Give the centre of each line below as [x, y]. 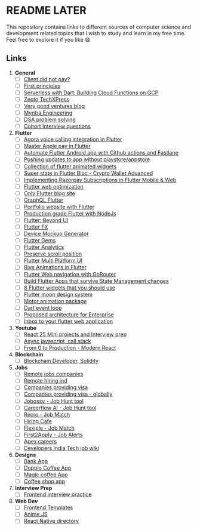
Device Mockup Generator [56, 234]
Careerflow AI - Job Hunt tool [60, 408]
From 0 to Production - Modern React [70, 348]
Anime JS [36, 514]
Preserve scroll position [53, 254]
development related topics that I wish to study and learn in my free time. [96, 33]
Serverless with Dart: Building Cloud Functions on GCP [91, 93]
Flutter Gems [40, 241]
